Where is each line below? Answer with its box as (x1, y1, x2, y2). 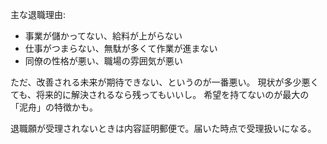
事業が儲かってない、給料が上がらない (24, 30, 183, 42)
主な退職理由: (10, 9, 67, 20)
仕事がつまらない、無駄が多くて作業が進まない (24, 43, 218, 54)
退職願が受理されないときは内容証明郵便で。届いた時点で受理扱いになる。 (10, 123, 317, 134)
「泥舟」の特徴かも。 (10, 101, 98, 113)
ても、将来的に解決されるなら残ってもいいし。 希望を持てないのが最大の (10, 89, 310, 100)
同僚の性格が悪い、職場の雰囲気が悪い (24, 55, 183, 67)
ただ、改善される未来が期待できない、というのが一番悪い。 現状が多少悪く (10, 76, 320, 88)
